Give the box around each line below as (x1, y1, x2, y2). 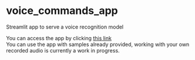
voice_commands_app (6, 4, 119, 17)
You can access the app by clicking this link (6, 34, 112, 41)
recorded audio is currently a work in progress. (6, 47, 120, 54)
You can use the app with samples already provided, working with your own (6, 41, 190, 48)
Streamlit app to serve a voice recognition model (6, 23, 124, 30)
